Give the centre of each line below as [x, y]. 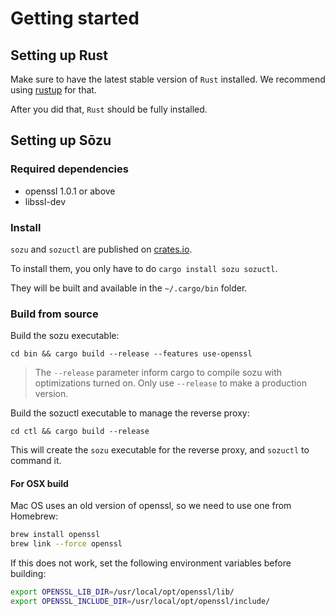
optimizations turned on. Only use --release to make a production [170, 383]
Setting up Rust [59, 55]
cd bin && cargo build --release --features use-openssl [131, 354]
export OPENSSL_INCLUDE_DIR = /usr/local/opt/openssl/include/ [140, 602]
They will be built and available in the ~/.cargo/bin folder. [129, 288]
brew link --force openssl [66, 544]
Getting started [75, 18]
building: [28, 574]
